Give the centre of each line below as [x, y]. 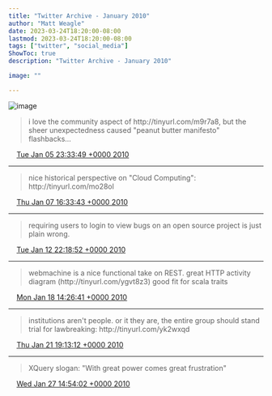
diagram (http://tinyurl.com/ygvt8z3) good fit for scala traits [128, 281]
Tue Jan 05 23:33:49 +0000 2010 [72, 154]
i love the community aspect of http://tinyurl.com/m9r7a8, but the [137, 121]
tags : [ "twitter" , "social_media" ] [68, 46]
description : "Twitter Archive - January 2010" [90, 62]
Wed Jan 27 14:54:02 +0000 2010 [73, 383]
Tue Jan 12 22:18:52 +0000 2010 [71, 249]
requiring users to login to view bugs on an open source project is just [144, 225]
